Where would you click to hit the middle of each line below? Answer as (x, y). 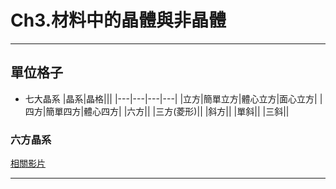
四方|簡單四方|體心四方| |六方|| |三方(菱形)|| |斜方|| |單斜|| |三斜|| (157, 111)
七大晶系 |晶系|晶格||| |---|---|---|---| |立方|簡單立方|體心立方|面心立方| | (173, 98)
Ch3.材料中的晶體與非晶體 (118, 20)
